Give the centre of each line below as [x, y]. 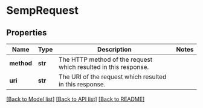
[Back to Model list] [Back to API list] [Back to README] [76, 99]
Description [114, 49]
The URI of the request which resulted [112, 77]
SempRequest [42, 10]
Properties [27, 33]
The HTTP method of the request [105, 59]
